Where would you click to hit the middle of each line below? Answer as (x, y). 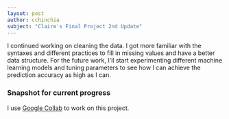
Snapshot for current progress (59, 93)
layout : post (26, 13)
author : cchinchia (33, 20)
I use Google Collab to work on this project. (68, 108)
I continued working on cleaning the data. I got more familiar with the (104, 46)
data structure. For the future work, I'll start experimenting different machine (115, 61)
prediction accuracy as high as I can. (59, 75)
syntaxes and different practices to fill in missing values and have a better (111, 53)
